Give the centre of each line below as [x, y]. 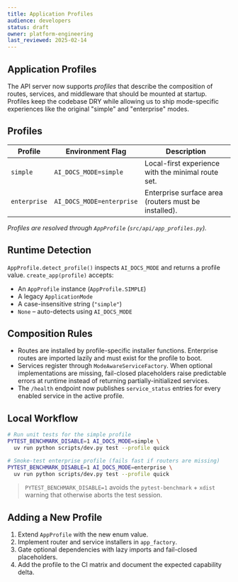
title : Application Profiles [50, 14]
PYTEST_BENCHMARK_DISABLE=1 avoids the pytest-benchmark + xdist [120, 487]
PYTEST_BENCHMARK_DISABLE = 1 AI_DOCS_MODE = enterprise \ [90, 467]
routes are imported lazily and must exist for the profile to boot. [110, 358]
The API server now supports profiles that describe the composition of [110, 86]
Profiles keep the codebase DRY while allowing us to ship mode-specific [113, 101]
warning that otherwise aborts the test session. [93, 495]
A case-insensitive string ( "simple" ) [70, 303]
